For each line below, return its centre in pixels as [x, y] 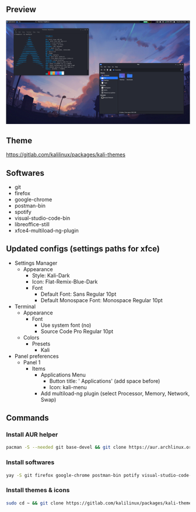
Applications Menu [63, 375]
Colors [31, 337]
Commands [28, 418]
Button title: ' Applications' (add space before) [105, 381]
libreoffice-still [32, 224]
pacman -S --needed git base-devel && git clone [66, 447]
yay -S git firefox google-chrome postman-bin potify [73, 475]
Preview [21, 10]
